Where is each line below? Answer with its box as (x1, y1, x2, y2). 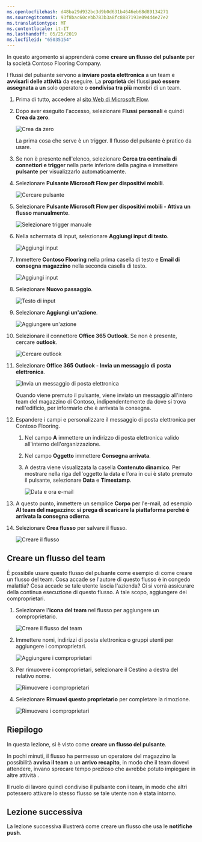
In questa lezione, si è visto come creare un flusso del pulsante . (7, 740, 167, 748)
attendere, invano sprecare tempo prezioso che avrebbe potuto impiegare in (7, 765, 196, 772)
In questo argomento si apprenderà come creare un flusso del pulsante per (7, 54, 195, 60)
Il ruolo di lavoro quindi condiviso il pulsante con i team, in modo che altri (7, 783, 188, 790)
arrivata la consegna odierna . (15, 512, 91, 520)
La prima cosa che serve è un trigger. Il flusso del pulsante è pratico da (15, 137, 192, 144)
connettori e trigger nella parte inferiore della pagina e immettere (15, 162, 178, 168)
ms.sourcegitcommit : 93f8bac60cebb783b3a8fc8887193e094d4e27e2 (7, 14, 169, 20)
